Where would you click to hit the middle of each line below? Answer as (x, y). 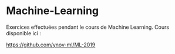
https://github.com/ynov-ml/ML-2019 (51, 45)
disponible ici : (23, 33)
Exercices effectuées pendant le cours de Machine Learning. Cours (87, 27)
